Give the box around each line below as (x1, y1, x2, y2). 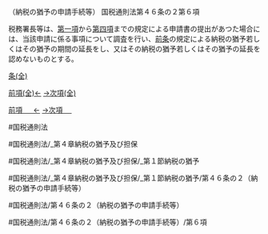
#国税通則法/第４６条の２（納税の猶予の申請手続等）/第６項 (8, 217, 207, 227)
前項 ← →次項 (8, 105, 63, 115)
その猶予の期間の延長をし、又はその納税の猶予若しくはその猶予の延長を (22, 44, 261, 54)
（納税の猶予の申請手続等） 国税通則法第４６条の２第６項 (8, 7, 200, 16)
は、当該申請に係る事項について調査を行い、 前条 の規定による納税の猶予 (8, 34, 246, 43)
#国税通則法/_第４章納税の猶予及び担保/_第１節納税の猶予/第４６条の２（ (8, 173, 251, 183)
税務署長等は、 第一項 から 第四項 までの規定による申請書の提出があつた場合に (8, 24, 261, 34)
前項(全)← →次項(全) (8, 88, 77, 98)
